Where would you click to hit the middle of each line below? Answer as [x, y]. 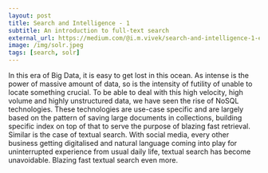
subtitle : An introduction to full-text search [89, 30]
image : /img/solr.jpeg [46, 45]
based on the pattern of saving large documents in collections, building [125, 118]
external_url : [32, 38]
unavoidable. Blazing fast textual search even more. [93, 160]
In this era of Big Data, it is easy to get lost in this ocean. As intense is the [129, 75]
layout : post [30, 16]
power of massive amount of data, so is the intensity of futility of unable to [130, 84]
